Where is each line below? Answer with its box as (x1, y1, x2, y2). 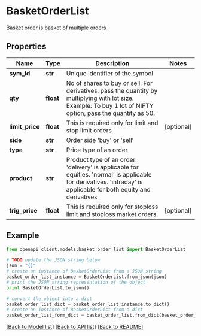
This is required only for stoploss (66, 202, 159, 211)
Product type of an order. (66, 155, 138, 164)
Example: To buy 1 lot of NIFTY (66, 101, 154, 110)
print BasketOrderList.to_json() (6, 284, 90, 291)
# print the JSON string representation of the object (6, 279, 146, 285)
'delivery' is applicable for (66, 163, 139, 171)
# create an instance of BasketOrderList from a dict (6, 307, 144, 313)
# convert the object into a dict (6, 295, 93, 302)
